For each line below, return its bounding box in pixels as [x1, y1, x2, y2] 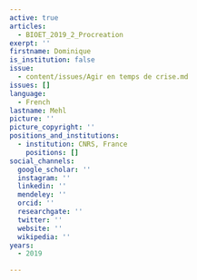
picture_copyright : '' [9, 123, 95, 132]
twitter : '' [17, 215, 64, 225]
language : [9, 89, 47, 98]
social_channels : [9, 156, 75, 166]
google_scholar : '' [17, 165, 92, 174]
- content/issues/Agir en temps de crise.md [17, 72, 189, 82]
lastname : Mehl [9, 106, 67, 115]
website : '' [17, 224, 64, 233]
